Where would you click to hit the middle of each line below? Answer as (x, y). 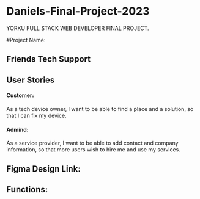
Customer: (20, 95)
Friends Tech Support (48, 59)
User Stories (31, 80)
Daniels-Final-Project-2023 (78, 11)
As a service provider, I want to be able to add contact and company (92, 143)
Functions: (27, 190)
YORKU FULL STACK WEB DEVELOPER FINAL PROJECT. (78, 28)
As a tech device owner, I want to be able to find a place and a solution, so (100, 109)
